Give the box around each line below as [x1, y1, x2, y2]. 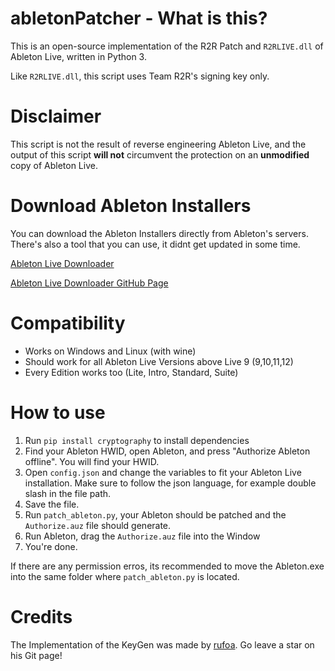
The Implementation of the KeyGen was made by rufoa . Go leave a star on [10, 638, 315, 651]
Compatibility [10, 312, 126, 334]
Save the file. [24, 498, 80, 510]
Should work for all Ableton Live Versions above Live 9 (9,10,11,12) [24, 355, 294, 367]
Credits [10, 605, 73, 628]
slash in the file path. [24, 487, 112, 499]
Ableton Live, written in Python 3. [10, 50, 147, 62]
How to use [10, 401, 106, 424]
